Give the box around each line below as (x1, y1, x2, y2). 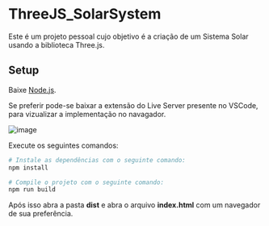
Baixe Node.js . (8, 85, 57, 94)
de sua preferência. (8, 209, 74, 219)
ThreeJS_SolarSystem (8, 5, 162, 23)
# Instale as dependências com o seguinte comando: (8, 156, 186, 164)
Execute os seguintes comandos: (8, 140, 119, 150)
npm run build (8, 186, 57, 194)
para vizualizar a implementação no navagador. (8, 109, 166, 119)
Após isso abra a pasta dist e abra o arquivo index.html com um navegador (8, 200, 261, 210)
